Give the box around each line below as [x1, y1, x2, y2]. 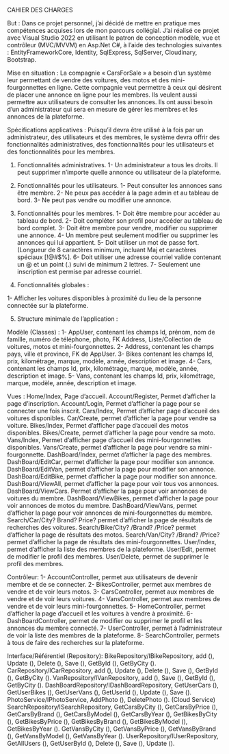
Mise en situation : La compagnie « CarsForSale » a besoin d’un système [7, 69, 212, 77]
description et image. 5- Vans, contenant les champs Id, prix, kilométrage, [7, 372, 215, 380]
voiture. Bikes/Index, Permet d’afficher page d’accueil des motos [7, 422, 189, 429]
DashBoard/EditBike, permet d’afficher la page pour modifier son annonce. [7, 472, 217, 481]
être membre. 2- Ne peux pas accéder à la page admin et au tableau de [16, 188, 219, 197]
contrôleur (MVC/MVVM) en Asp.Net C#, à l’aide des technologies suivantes [7, 41, 222, 49]
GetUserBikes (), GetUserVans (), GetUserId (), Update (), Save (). [7, 688, 192, 696]
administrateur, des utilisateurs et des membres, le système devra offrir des [7, 133, 220, 141]
